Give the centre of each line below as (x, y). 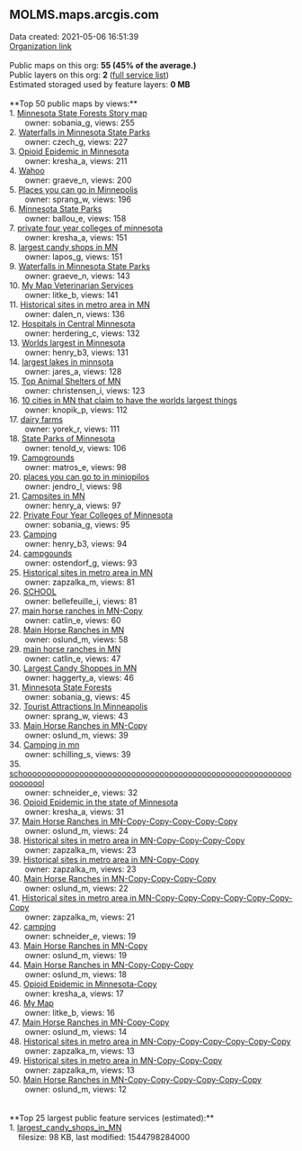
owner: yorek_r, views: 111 (72, 429)
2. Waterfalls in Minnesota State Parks (80, 132)
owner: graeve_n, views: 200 (78, 180)
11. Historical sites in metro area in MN (80, 304)
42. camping (33, 926)
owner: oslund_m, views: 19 (76, 955)
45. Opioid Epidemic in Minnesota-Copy (83, 983)
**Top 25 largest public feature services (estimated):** (111, 1118)
